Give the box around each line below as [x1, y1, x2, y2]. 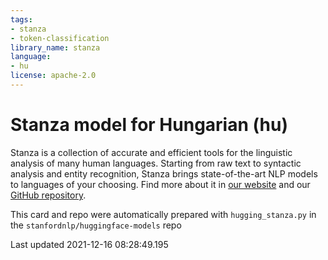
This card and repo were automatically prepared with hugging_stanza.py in [10, 208, 317, 220]
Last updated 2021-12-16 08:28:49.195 [10, 238, 169, 250]
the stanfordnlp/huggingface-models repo [10, 219, 182, 231]
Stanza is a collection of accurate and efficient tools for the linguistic [10, 146, 293, 158]
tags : [10, 14, 33, 25]
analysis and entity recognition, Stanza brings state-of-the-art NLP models [10, 167, 318, 180]
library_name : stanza [10, 42, 101, 53]
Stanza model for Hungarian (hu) [10, 114, 288, 136]
